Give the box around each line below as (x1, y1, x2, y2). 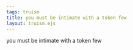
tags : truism (6, 9, 40, 15)
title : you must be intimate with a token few (6, 15, 127, 21)
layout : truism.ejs (6, 20, 56, 26)
